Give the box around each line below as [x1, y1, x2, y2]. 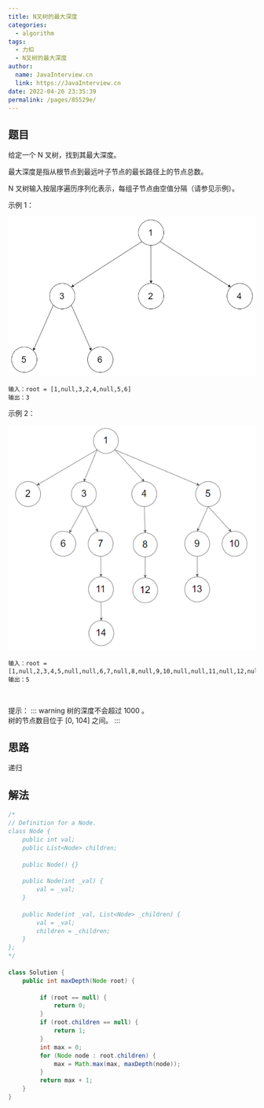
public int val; [22, 836, 76, 843]
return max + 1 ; [39, 1077, 93, 1084]
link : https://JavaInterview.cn [15, 79, 122, 87]
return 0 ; [53, 1002, 86, 1010]
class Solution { [8, 969, 65, 976]
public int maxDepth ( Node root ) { [22, 976, 135, 984]
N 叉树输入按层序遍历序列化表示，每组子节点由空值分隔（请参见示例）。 [8, 183, 240, 193]
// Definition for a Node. [8, 819, 97, 827]
